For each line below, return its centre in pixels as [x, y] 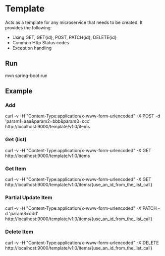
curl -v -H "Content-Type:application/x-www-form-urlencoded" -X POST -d [83, 116]
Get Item [16, 169]
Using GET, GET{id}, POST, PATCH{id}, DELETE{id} [64, 37]
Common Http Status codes [41, 42]
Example [19, 91]
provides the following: [28, 27]
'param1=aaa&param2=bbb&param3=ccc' [48, 121]
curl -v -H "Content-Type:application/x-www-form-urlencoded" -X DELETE [82, 243]
